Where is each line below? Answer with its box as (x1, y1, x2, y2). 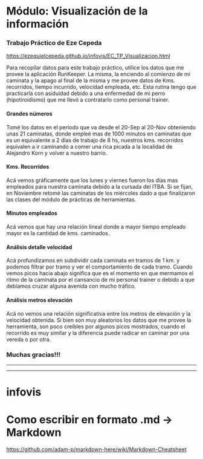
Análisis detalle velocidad (6, 243, 72, 250)
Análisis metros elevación (6, 296, 72, 304)
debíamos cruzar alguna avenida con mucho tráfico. (6, 282, 136, 290)
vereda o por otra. (6, 336, 51, 343)
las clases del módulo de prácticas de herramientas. (6, 195, 137, 203)
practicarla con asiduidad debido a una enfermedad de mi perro (6, 90, 166, 97)
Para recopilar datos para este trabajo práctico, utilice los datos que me (6, 64, 184, 71)
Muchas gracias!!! (6, 351, 61, 359)
